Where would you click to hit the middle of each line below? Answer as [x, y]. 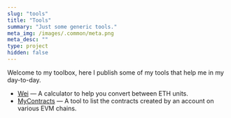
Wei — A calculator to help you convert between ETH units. [103, 93]
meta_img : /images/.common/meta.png [61, 33]
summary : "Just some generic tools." [62, 27]
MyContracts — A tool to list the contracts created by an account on [115, 101]
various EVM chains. [47, 108]
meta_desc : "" [28, 40]
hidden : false [28, 53]
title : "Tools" [29, 20]
